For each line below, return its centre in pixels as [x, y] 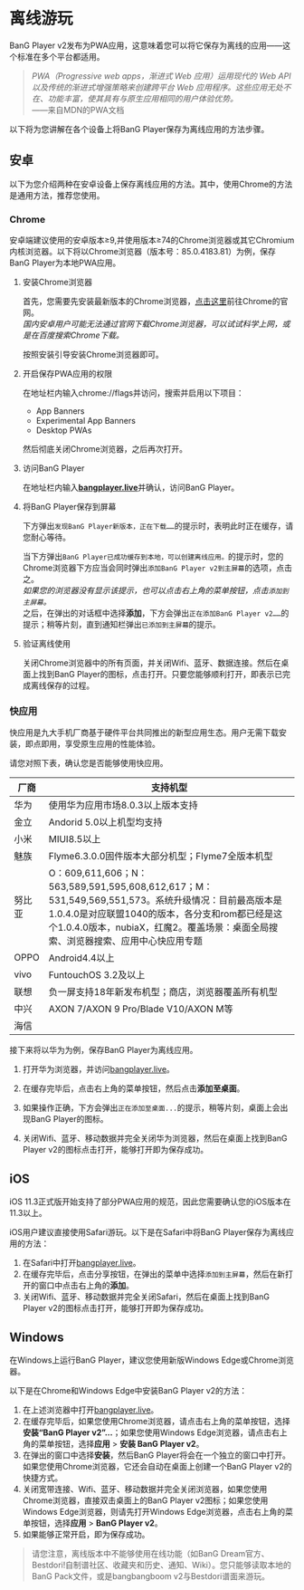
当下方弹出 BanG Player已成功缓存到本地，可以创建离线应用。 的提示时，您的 [153, 557]
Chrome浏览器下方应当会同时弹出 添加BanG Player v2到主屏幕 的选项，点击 [157, 568]
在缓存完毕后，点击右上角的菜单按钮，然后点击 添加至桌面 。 [133, 1088]
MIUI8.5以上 [75, 839]
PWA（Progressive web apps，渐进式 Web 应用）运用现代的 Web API [161, 76]
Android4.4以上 [81, 958]
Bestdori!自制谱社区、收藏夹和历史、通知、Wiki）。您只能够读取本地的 [161, 1565]
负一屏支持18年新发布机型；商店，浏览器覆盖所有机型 [163, 992]
